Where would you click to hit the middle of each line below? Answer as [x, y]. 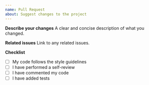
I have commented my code [40, 73]
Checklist [15, 52]
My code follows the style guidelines [49, 62]
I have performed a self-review [44, 67]
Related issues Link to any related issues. [47, 42]
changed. [15, 33]
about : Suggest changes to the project [46, 14]
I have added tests [31, 78]
